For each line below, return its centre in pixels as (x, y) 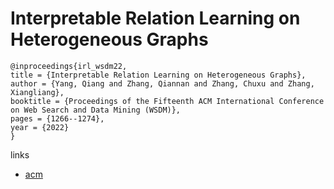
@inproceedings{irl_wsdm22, (69, 66)
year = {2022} (40, 127)
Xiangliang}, (37, 92)
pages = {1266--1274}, (57, 118)
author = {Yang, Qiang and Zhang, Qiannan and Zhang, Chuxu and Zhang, (162, 83)
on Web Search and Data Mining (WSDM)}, (96, 110)
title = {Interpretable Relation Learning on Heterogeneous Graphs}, (158, 75)
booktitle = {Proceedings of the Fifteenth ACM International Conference (167, 101)
